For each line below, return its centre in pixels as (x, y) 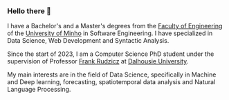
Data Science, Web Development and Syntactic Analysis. (88, 41)
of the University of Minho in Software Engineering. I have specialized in (110, 33)
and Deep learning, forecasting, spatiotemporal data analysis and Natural (111, 82)
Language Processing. (39, 90)
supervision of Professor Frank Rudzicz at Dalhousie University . (98, 61)
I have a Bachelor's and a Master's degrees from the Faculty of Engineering (115, 26)
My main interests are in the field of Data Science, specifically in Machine (112, 74)
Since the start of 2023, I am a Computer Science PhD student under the (111, 54)
